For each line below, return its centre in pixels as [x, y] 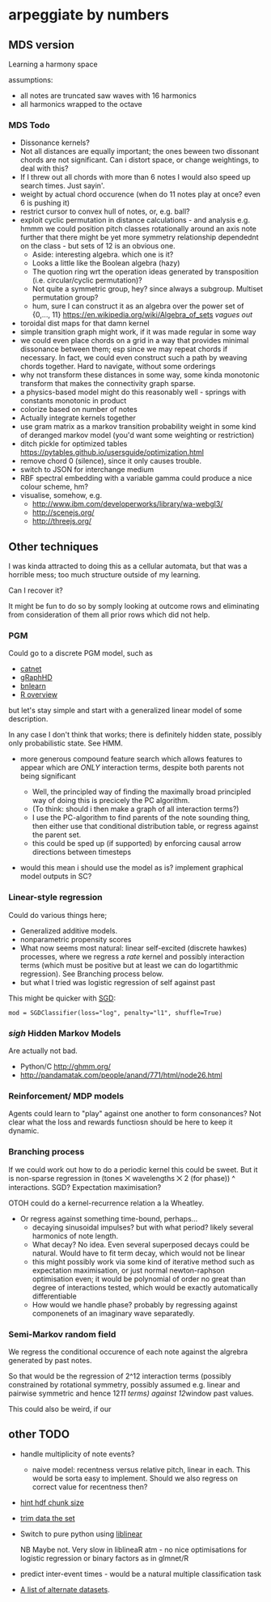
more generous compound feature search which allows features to [131, 759]
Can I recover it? [36, 591]
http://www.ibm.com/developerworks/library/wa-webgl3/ [127, 504]
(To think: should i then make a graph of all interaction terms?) [135, 809]
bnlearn [33, 686]
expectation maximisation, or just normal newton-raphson [128, 1270]
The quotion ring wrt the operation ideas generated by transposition [145, 272]
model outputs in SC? [56, 877]
